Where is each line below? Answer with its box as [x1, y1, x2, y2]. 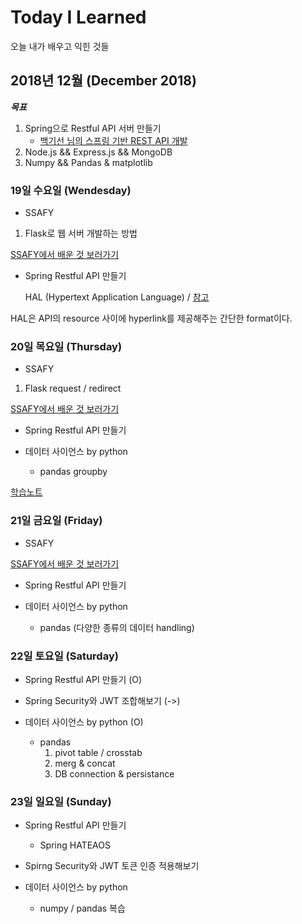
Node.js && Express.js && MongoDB [24, 146, 173, 158]
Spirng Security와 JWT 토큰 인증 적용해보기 [24, 860, 200, 872]
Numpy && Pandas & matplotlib [24, 156, 153, 168]
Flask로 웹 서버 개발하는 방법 [24, 227, 138, 240]
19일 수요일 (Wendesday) [10, 183, 132, 197]
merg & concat [54, 757, 116, 769]
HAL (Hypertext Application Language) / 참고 [24, 291, 210, 303]
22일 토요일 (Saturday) [10, 649, 119, 663]
